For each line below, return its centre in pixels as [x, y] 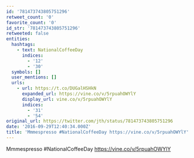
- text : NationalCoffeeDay [50, 50]
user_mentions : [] [34, 77]
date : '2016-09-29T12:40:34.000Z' [49, 127]
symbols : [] [26, 72]
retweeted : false [28, 34]
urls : [18, 83]
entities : [18, 39]
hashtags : [23, 45]
